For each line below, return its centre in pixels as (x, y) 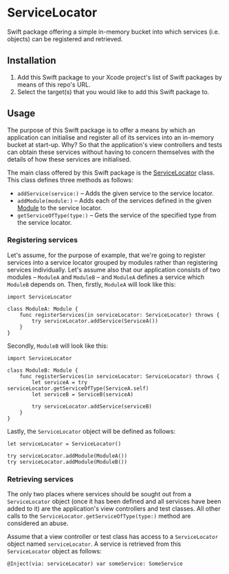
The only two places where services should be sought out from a (99, 494)
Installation (32, 61)
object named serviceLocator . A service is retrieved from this (94, 544)
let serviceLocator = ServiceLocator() (64, 444)
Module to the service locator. (59, 208)
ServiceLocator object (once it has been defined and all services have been (114, 501)
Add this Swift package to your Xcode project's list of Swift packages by (119, 77)
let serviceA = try (60, 382)
